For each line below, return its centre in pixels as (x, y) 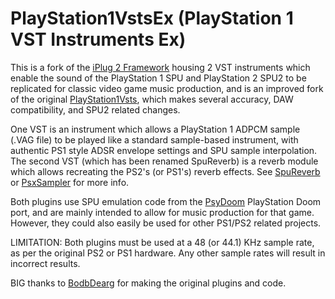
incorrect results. (45, 263)
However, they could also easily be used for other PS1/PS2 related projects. (166, 223)
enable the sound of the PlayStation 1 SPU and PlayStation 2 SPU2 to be (158, 78)
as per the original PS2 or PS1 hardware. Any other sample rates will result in (168, 253)
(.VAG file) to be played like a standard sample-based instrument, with (154, 139)
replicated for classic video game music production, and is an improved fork (167, 88)
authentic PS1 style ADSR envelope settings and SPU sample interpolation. (164, 150)
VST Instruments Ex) (98, 39)
